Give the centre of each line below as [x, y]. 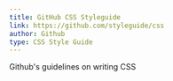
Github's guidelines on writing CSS [73, 67]
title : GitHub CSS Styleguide [65, 17]
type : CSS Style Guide [51, 42]
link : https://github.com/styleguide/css [87, 26]
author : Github [37, 33]
